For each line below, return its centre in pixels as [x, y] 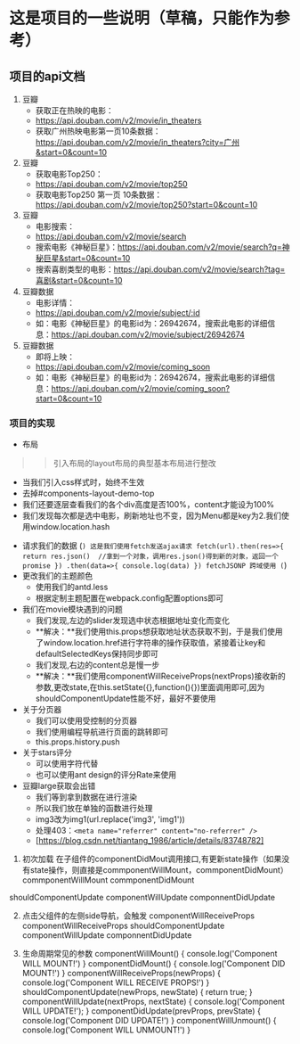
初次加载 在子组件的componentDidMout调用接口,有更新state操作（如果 [152, 859]
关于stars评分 [47, 752]
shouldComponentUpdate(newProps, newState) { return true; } [138, 992]
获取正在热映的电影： [74, 111]
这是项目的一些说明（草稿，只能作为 [142, 18]
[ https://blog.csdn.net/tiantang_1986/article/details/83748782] [150, 841]
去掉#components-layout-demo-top [88, 493]
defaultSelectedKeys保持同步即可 [97, 654]
